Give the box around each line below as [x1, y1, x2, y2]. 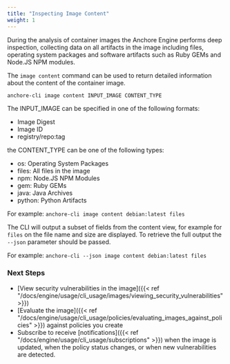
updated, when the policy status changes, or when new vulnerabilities [17, 343, 216, 351]
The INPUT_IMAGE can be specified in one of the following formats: [7, 104, 200, 112]
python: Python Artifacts [17, 196, 87, 205]
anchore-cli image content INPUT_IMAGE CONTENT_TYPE [7, 92, 162, 99]
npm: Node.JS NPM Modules [17, 174, 100, 182]
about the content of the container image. [7, 78, 126, 87]
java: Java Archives [17, 189, 73, 197]
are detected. [17, 350, 56, 358]
